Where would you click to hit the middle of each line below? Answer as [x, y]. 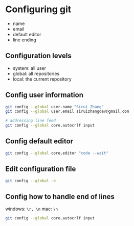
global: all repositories [36, 73]
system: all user [29, 68]
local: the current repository [42, 79]
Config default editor [39, 141]
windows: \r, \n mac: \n [31, 209]
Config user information [44, 95]
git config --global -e [31, 181]
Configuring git [38, 9]
